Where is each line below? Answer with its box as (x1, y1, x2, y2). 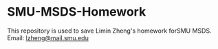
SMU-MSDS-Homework (7, 4, 146, 20)
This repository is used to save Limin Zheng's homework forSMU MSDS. (7, 27, 212, 35)
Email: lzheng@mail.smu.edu (7, 33, 89, 42)
